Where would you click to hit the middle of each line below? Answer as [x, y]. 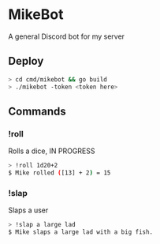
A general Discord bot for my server [66, 36]
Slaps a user [28, 210]
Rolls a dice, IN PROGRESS [52, 151]
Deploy [26, 61]
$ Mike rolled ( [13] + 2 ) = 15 [60, 173]
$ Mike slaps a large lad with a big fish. [81, 232]
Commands [37, 111]
